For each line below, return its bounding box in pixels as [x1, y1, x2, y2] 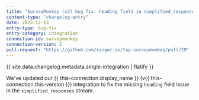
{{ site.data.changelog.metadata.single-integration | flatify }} [6, 63, 154, 70]
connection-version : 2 [6, 42, 62, 48]
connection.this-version [6, 81, 65, 88]
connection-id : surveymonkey [6, 36, 78, 42]
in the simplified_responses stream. [6, 86, 95, 94]
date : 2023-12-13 [6, 19, 49, 25]
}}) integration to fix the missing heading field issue [65, 81, 190, 88]
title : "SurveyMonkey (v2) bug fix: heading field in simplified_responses [6, 8, 197, 15]
